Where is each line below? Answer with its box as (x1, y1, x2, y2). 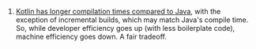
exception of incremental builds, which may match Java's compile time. (15, 15, 249, 24)
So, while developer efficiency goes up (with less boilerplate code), (15, 24, 235, 32)
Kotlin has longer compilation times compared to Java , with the (15, 7, 221, 16)
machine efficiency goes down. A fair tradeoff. (15, 32, 168, 41)
